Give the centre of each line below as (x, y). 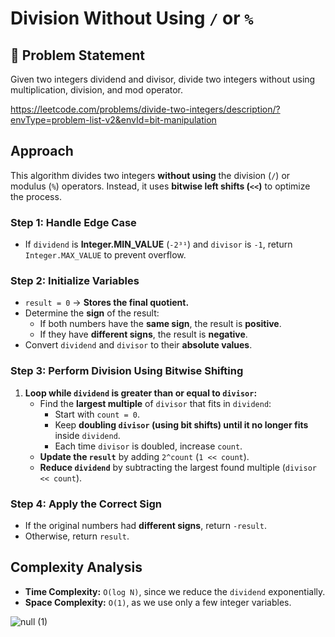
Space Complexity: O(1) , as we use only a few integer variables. (158, 602)
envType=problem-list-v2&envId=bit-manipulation (113, 120)
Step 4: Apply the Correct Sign (86, 504)
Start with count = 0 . (97, 414)
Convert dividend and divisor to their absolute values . (138, 345)
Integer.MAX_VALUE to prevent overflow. (105, 255)
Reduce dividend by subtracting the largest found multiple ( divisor (178, 467)
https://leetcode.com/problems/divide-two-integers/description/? (145, 109)
